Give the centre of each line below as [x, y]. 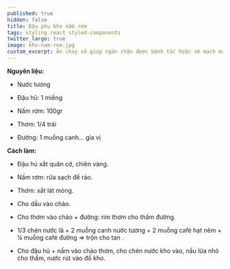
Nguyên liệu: [26, 71]
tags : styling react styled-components [64, 33]
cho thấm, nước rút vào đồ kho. [61, 258]
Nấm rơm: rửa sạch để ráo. [55, 177]
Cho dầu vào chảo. [43, 203]
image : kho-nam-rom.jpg [41, 45]
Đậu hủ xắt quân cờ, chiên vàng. [63, 164]
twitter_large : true [37, 39]
